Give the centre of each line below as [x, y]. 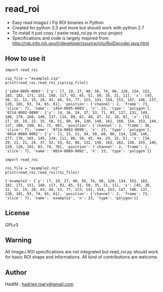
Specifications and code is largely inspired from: [61, 38]
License [17, 213]
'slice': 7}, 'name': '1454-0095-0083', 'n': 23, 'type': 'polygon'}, [78, 108]
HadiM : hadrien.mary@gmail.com [39, 284]
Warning [18, 240]
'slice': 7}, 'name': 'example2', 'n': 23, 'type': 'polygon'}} [72, 198]
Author [16, 272]
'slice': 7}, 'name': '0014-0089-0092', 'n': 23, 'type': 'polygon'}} [78, 151]
